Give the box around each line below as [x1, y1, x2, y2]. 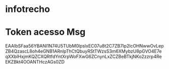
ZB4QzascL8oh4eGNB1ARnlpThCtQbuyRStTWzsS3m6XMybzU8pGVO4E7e [5, 48, 162, 54]
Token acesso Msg [5, 26, 86, 38]
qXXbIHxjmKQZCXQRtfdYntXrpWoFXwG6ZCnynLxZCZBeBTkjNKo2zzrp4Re [5, 53, 162, 59]
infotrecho [5, 3, 50, 15]
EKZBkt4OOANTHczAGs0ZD [5, 59, 65, 65]
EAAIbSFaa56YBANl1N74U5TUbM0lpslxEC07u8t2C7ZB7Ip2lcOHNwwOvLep [5, 43, 164, 49]
